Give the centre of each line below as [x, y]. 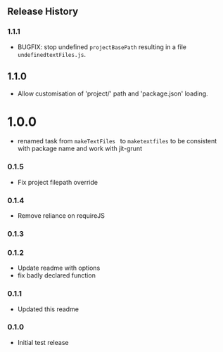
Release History [43, 12]
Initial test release [43, 342]
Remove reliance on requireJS [61, 216]
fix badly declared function [57, 275]
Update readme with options [59, 268]
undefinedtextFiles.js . [52, 54]
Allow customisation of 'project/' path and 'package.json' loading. [113, 93]
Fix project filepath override [58, 182]
